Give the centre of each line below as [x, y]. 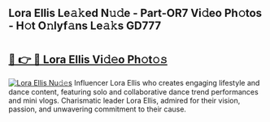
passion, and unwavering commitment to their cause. [98, 109]
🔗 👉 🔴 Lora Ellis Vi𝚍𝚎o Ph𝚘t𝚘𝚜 [88, 59]
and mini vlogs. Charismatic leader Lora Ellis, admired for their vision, [124, 101]
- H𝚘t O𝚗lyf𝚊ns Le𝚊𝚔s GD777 [85, 26]
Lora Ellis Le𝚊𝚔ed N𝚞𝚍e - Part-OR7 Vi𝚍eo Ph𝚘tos [135, 13]
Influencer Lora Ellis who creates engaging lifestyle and [167, 83]
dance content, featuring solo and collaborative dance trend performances [133, 92]
